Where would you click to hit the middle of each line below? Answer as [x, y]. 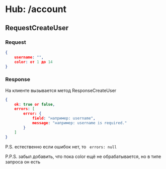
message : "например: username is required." [79, 123]
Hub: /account [36, 9]
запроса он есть [23, 161]
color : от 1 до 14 [33, 62]
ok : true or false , [35, 104]
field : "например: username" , [64, 118]
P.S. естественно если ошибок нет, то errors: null [61, 146]
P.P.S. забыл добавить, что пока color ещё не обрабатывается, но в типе [83, 156]
